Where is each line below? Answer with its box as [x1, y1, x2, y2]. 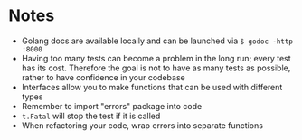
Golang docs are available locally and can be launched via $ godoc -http [21, 35, 293, 46]
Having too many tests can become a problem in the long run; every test [21, 52, 291, 63]
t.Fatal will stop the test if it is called [21, 110, 161, 121]
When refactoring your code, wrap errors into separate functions [21, 119, 264, 131]
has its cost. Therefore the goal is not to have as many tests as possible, [21, 62, 291, 73]
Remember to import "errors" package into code [21, 100, 203, 111]
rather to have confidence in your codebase [21, 71, 186, 82]
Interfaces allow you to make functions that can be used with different [21, 81, 283, 92]
